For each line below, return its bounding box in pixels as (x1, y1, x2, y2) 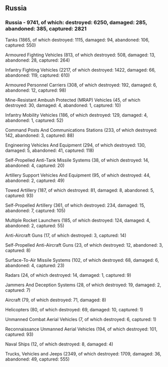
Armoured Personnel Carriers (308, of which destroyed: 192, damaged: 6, (5, 82, 157, 88)
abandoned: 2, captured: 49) (5, 177, 65, 183)
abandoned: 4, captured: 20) (5, 162, 65, 168)
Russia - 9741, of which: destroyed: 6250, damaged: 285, (5, 19, 147, 26)
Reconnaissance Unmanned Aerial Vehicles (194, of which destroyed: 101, (5, 326, 157, 332)
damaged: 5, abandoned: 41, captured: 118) (5, 147, 94, 153)
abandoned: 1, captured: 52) (5, 117, 64, 123)
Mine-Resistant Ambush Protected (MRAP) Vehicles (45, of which (5, 97, 140, 103)
